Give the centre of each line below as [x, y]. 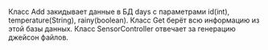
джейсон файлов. [38, 37]
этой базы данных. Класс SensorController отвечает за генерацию [122, 29]
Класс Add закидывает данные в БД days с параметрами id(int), [119, 12]
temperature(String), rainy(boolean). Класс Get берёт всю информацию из [134, 20]
